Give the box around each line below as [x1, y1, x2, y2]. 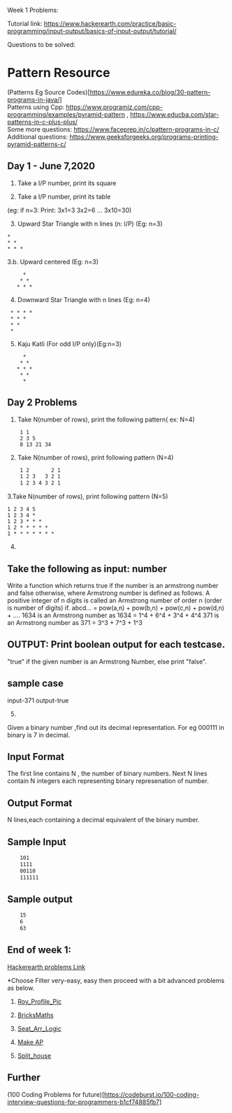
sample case [7, 677, 64, 689]
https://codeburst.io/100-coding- [103, 1090, 199, 1098]
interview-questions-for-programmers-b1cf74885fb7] [7, 1098, 162, 1106]
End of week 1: [7, 944, 72, 956]
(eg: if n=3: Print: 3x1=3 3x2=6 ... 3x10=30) [7, 206, 132, 214]
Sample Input [7, 835, 66, 848]
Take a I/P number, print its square [17, 178, 117, 187]
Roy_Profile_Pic [17, 997, 62, 1005]
